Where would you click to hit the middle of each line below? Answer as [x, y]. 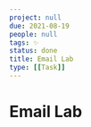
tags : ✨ [24, 42]
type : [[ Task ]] [37, 68]
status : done [33, 51]
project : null [36, 17]
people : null [33, 34]
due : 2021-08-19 [39, 26]
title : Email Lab [41, 59]
